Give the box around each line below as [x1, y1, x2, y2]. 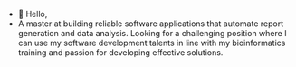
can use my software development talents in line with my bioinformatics [17, 37, 286, 48]
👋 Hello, [17, 9, 48, 19]
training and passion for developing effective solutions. [17, 47, 224, 58]
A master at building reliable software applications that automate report [17, 18, 283, 29]
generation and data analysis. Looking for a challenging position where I [17, 28, 287, 38]
